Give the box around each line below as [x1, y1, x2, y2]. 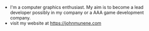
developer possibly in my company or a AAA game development [10, 9, 144, 15]
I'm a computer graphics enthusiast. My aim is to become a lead [10, 4, 144, 10]
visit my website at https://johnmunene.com [10, 20, 102, 26]
